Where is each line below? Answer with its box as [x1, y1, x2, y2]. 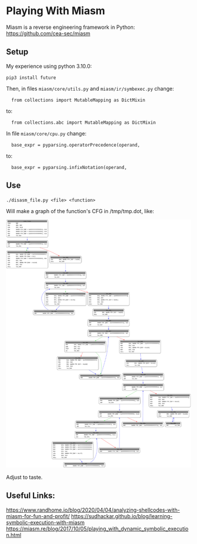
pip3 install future [6, 75, 57, 81]
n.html [6, 531, 22, 538]
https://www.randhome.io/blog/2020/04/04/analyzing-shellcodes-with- [6, 506, 180, 513]
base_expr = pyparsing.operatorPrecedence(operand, [11, 142, 141, 148]
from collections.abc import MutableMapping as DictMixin [11, 120, 157, 125]
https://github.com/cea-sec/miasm [6, 29, 91, 37]
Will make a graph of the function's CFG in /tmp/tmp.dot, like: [6, 207, 154, 214]
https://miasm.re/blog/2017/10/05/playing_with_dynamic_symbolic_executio [6, 525, 189, 532]
